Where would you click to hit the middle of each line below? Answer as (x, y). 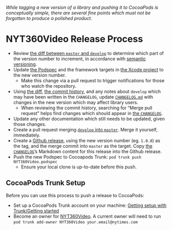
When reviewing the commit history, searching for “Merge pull (87, 108)
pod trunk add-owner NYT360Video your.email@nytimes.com (75, 222)
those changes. (30, 124)
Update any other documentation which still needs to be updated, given (89, 119)
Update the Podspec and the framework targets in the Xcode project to (88, 69)
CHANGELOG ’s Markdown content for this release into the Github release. (88, 151)
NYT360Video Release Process (74, 39)
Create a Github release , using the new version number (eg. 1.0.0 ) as (87, 140)
